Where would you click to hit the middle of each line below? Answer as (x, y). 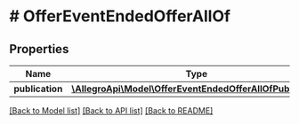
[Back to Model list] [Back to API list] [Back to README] (111, 111)
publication (38, 89)
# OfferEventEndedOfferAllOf (120, 16)
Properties (39, 49)
